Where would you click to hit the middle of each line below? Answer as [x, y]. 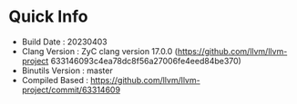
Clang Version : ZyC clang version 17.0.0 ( [100, 51]
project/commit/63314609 [71, 90]
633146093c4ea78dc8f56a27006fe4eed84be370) [146, 61]
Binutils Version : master [67, 71]
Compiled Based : [55, 80]
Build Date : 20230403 [64, 42]
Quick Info [48, 17]
